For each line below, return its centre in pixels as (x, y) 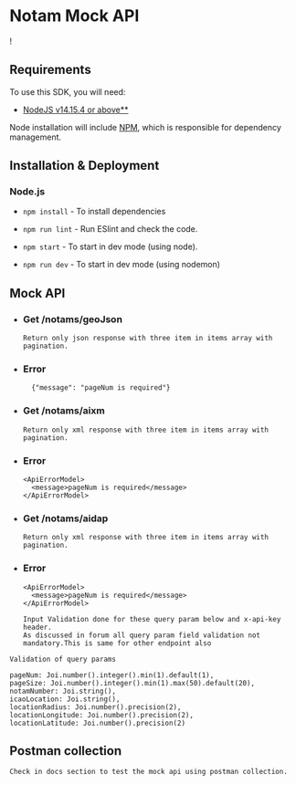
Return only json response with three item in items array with (148, 339)
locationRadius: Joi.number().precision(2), (95, 707)
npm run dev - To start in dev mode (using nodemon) (122, 265)
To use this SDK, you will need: (68, 91)
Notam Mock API (74, 16)
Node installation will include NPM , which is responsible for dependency (145, 127)
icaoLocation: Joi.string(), (65, 699)
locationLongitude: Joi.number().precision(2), (102, 715)
